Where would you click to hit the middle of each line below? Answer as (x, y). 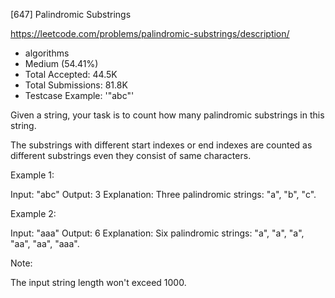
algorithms (47, 53)
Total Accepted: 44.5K (71, 74)
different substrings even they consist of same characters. (131, 155)
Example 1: (32, 175)
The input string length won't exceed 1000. (98, 282)
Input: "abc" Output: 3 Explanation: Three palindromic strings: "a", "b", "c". (163, 194)
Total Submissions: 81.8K (76, 85)
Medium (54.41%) (61, 63)
